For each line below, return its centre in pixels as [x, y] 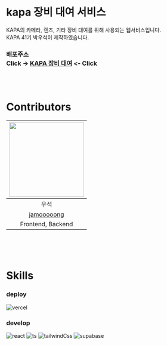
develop [18, 323]
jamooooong [47, 214]
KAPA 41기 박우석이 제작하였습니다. [48, 37]
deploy [16, 294]
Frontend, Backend [47, 224]
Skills [20, 276]
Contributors [39, 107]
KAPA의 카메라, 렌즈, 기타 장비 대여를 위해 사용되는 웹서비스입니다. [84, 30]
